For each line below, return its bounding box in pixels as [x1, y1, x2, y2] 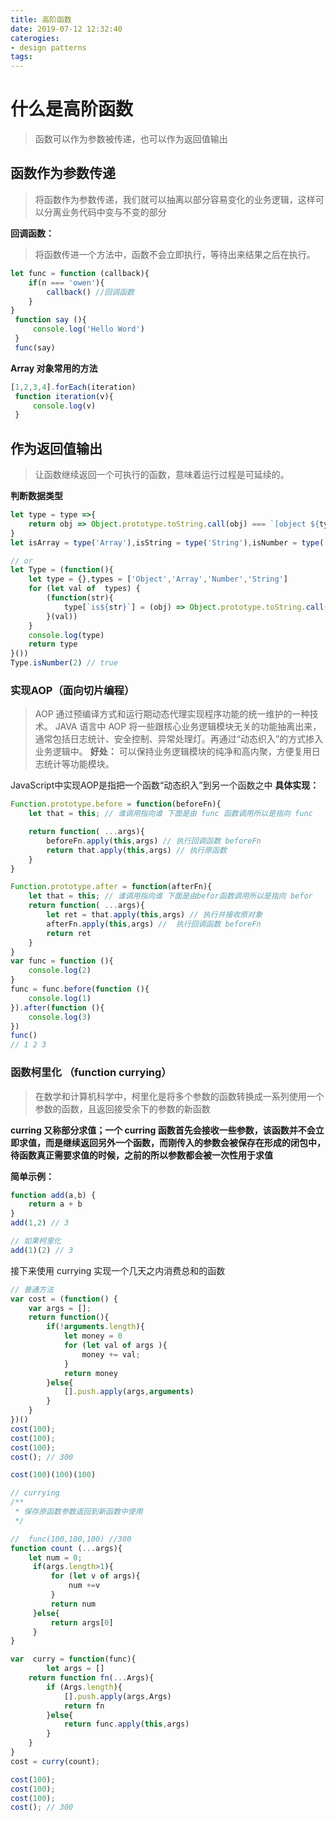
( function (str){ [46, 593, 114, 603]
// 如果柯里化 [10, 1236, 62, 1246]
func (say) [14, 342, 56, 353]
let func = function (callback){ [10, 268, 150, 278]
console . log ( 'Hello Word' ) [32, 324, 145, 335]
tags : [10, 52, 33, 62]
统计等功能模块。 [43, 758, 115, 770]
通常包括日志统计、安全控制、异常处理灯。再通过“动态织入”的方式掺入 [34, 733, 324, 745]
